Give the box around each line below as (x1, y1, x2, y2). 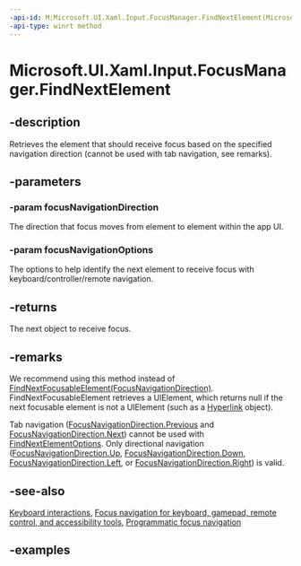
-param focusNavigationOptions (9, 244, 154, 257)
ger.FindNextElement (9, 79, 172, 100)
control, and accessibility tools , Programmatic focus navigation (9, 517, 242, 527)
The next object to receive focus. (9, 324, 132, 335)
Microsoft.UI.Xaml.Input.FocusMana (9, 60, 287, 81)
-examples (9, 543, 71, 558)
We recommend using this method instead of (9, 373, 176, 384)
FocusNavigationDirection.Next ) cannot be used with (9, 429, 204, 440)
